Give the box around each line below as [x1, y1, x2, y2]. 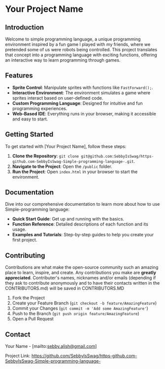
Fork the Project [12, 295, 45, 301]
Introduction [5, 23, 44, 32]
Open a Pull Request [12, 316, 54, 322]
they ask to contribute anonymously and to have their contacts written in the [5, 280, 160, 286]
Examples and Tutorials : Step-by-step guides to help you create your [12, 232, 154, 238]
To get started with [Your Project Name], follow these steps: [5, 143, 127, 149]
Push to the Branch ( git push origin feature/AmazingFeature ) [12, 311, 139, 317]
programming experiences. [12, 105, 67, 111]
